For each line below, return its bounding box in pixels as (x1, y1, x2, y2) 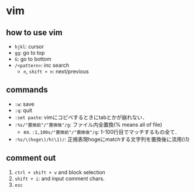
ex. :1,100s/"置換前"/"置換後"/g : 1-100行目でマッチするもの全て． (23, 128, 180, 136)
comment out (6, 153, 56, 163)
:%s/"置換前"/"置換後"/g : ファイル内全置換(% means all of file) (14, 121, 162, 128)
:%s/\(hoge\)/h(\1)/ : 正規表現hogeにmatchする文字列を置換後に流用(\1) (14, 136, 190, 143)
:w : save (14, 100, 35, 107)
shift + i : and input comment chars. (14, 175, 105, 182)
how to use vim (6, 28, 63, 38)
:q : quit (14, 107, 32, 114)
